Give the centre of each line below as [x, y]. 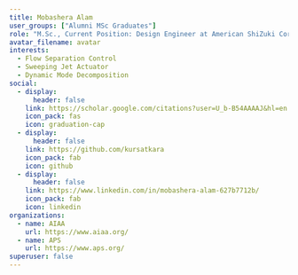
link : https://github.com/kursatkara [95, 149]
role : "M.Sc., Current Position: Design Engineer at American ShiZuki [142, 34]
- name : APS [39, 240]
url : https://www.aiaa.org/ [77, 232]
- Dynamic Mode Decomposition [73, 75]
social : [24, 83]
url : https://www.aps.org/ [75, 248]
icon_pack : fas [53, 116]
